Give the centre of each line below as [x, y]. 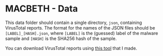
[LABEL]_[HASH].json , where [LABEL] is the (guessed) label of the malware [82, 33]
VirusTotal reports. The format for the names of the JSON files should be [80, 27]
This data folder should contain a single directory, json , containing [73, 22]
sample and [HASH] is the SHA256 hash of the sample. [61, 38]
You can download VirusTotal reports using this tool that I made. [71, 48]
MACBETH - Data [42, 9]
